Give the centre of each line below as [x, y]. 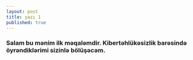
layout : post [22, 11]
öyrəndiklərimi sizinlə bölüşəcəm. [56, 51]
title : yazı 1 [24, 17]
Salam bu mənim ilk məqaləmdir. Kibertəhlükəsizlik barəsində [97, 43]
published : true [26, 22]
